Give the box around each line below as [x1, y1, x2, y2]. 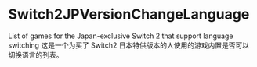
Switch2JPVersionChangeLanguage [8, 5, 250, 23]
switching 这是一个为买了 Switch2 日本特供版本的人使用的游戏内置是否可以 [8, 41, 250, 50]
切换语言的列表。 [8, 50, 63, 59]
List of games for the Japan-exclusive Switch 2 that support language [8, 31, 233, 41]
